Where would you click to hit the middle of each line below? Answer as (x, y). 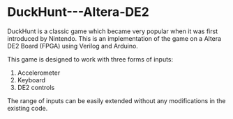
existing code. (28, 108)
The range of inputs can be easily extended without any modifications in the (116, 100)
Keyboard (31, 80)
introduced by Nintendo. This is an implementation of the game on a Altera (114, 38)
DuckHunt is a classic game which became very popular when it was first (113, 31)
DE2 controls (36, 87)
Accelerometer (39, 73)
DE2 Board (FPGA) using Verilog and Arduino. (73, 46)
